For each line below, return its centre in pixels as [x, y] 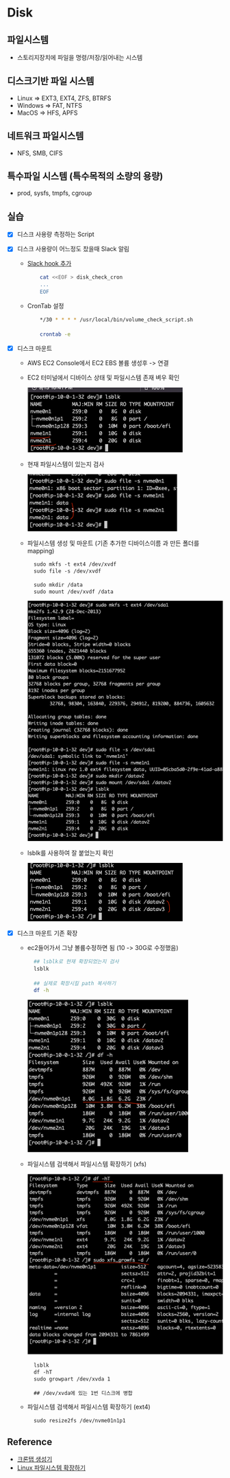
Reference [30, 1442]
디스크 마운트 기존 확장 [47, 933]
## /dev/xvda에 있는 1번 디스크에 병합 [83, 1394]
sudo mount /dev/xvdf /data [74, 592]
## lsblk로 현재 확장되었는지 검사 [76, 961]
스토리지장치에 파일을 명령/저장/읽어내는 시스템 [80, 57]
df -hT [43, 1372]
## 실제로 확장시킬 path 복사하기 [75, 983]
